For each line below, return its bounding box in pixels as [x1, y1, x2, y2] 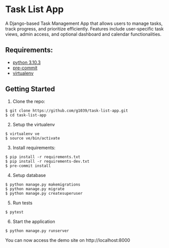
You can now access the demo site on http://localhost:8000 [5, 237, 130, 243]
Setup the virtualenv [12, 121, 55, 127]
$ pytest [5, 209, 24, 215]
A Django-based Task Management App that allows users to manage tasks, [5, 20, 163, 26]
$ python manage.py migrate [5, 186, 65, 191]
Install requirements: [12, 145, 56, 151]
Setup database [12, 172, 46, 178]
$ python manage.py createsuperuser [5, 191, 83, 196]
